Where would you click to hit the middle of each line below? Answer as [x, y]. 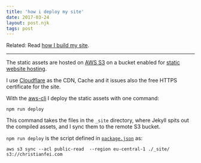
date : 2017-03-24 [28, 17]
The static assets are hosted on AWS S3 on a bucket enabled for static [93, 63]
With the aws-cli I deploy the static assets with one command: [83, 99]
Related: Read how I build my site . [48, 45]
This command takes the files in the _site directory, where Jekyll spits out [98, 121]
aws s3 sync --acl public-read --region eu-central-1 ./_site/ [88, 149]
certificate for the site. [33, 87]
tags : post [20, 28]
